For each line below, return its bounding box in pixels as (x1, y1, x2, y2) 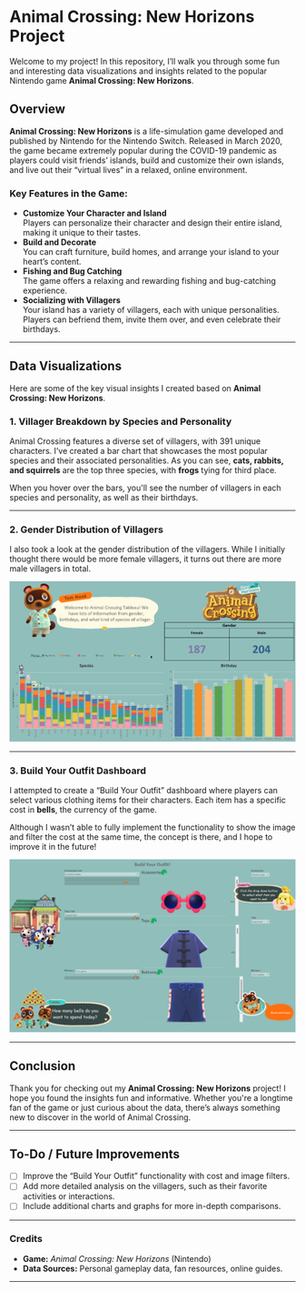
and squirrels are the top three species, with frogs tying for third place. (9, 465, 277, 476)
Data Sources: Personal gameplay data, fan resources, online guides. (22, 1263, 283, 1274)
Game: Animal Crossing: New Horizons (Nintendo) (22, 1253, 212, 1264)
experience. (22, 285, 68, 297)
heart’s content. (22, 257, 82, 267)
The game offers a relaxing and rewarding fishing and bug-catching (22, 276, 277, 287)
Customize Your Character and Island (22, 207, 167, 219)
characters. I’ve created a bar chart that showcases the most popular (9, 446, 268, 457)
